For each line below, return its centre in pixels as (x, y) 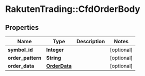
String (54, 58)
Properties (22, 28)
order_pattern (24, 58)
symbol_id (20, 50)
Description (91, 41)
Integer (55, 50)
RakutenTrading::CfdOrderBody (73, 9)
